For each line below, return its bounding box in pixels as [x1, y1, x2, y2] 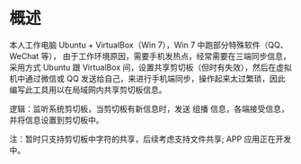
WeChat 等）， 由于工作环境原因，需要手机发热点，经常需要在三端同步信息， [9, 50, 292, 61]
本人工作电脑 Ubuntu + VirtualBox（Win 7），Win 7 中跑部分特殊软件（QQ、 [9, 39, 288, 50]
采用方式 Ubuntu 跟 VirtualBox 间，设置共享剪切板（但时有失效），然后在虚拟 [9, 62, 292, 73]
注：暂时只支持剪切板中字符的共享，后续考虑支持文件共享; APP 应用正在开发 [9, 134, 292, 144]
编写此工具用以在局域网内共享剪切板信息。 [9, 84, 167, 95]
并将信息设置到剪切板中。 [9, 114, 104, 125]
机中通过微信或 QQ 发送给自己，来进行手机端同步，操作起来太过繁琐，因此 [9, 73, 286, 83]
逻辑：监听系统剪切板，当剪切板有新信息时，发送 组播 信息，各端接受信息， [9, 103, 289, 114]
